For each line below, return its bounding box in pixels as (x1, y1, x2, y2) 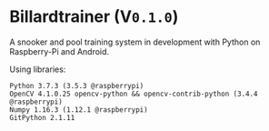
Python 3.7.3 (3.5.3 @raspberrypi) (9, 81, 144, 90)
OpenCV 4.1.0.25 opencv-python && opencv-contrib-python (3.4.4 (9, 89, 258, 98)
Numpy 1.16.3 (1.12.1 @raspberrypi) (9, 105, 148, 115)
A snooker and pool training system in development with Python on (9, 36, 261, 47)
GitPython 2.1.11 (9, 113, 75, 122)
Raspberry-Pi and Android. (9, 45, 110, 56)
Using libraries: (9, 64, 66, 75)
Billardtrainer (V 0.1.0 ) (9, 6, 179, 27)
